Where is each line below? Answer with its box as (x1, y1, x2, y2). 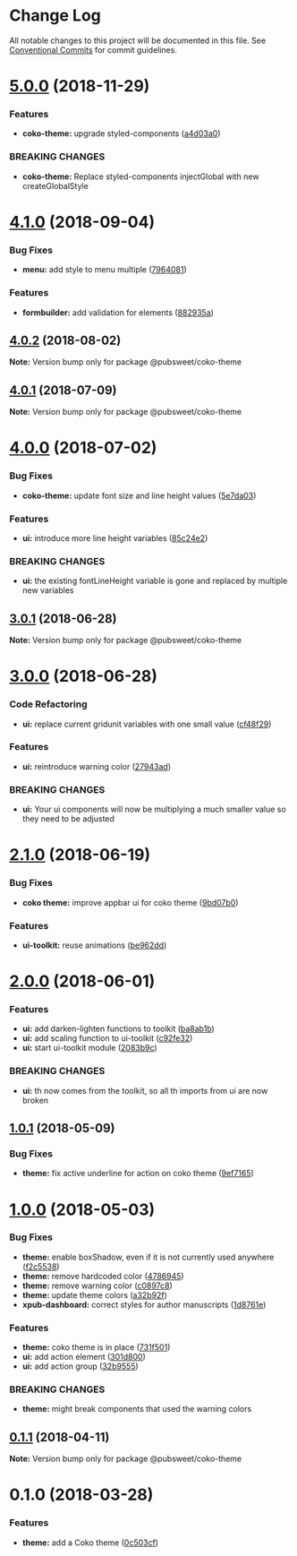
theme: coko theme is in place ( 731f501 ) (21, 1342, 171, 1353)
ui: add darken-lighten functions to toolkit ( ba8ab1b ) (21, 1023, 215, 1035)
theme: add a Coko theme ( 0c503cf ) (21, 1537, 159, 1548)
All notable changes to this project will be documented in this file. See (9, 35, 267, 46)
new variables (21, 585, 74, 596)
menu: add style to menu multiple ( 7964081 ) (21, 264, 188, 275)
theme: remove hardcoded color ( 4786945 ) (21, 1270, 185, 1281)
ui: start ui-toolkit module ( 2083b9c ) (21, 1043, 158, 1053)
